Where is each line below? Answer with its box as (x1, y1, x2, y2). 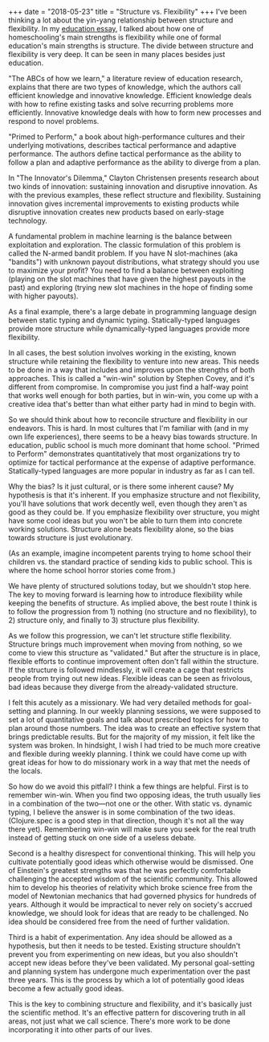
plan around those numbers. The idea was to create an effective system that (8, 724, 261, 732)
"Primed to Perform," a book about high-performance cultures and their (8, 132, 246, 142)
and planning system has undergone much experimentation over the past (8, 966, 251, 976)
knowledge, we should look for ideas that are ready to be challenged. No (8, 909, 249, 917)
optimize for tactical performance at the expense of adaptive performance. (8, 457, 256, 467)
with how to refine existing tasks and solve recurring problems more (8, 100, 234, 109)
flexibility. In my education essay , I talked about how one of (8, 24, 204, 33)
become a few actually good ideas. (8, 984, 124, 993)
